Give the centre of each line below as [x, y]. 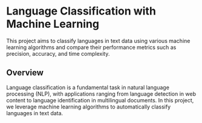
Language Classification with [81, 11]
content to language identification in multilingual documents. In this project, [100, 100]
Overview [25, 73]
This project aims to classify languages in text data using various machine [98, 41]
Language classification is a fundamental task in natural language [88, 87]
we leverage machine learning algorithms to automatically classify [89, 107]
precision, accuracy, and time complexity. [58, 53]
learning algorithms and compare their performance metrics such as [91, 47]
